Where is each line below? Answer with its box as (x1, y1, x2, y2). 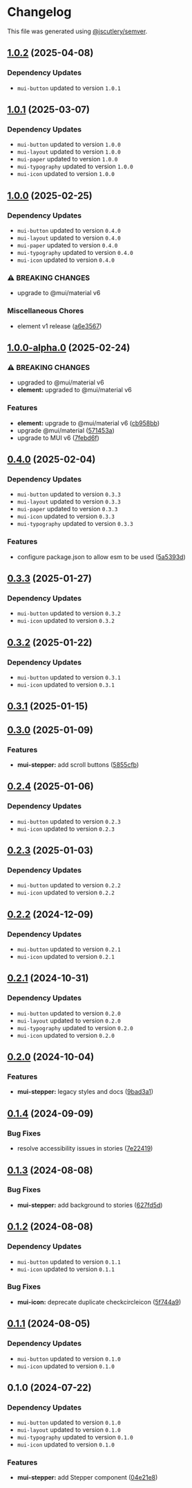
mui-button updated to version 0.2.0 (17, 1009, 121, 1017)
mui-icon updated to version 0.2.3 (17, 824, 115, 833)
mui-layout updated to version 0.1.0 (17, 1426, 121, 1434)
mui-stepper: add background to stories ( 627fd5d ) (17, 1201, 163, 1209)
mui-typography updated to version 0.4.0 (17, 249, 133, 256)
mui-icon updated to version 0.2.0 (17, 1031, 115, 1039)
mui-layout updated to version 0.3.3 (17, 497, 121, 506)
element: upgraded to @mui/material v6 (17, 386, 133, 394)
